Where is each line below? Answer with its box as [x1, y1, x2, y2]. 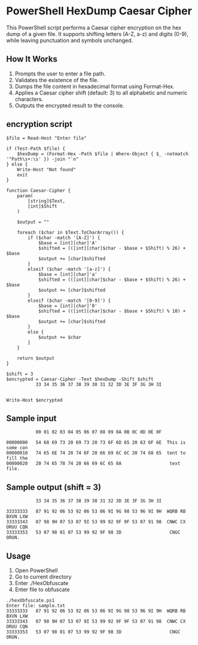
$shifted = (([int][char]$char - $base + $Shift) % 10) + [38, 308, 186, 314]
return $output [17, 355, 55, 361]
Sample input [6, 413, 57, 423]
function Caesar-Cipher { [6, 187, 71, 193]
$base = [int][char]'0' [38, 302, 98, 309]
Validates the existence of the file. [14, 76, 99, 83]
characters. [14, 95, 44, 102]
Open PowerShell [14, 567, 58, 574]
